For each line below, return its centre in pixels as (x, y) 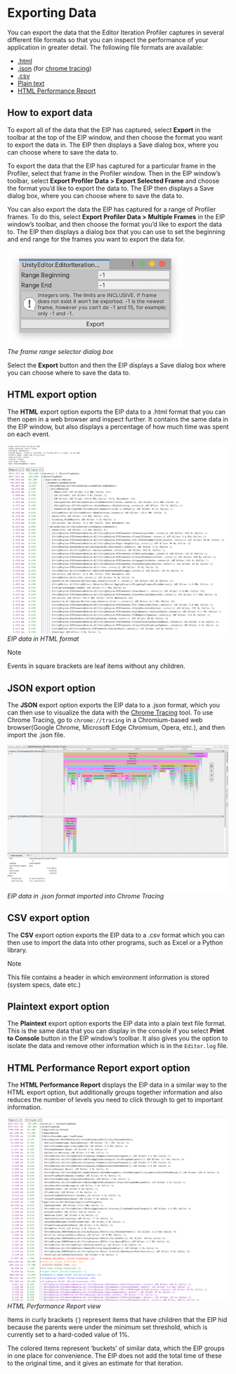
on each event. (29, 434)
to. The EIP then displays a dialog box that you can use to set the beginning (116, 231)
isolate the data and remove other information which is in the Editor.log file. (118, 1046)
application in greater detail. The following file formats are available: (105, 47)
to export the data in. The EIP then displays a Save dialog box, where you (113, 145)
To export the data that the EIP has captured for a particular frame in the (112, 166)
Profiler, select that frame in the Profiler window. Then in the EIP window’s (114, 173)
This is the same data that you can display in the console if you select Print (116, 1031)
